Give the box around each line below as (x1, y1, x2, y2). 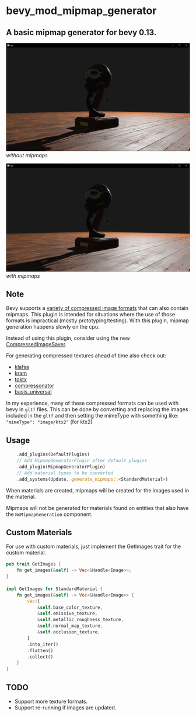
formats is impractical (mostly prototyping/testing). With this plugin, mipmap (6, 317, 190, 324)
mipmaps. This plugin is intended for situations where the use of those (6, 311, 176, 318)
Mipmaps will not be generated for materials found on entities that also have (6, 504, 189, 511)
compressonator (14, 382, 54, 389)
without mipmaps (6, 152, 48, 159)
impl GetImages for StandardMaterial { (6, 586, 103, 592)
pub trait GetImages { (6, 561, 61, 567)
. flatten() (27, 647, 54, 653)
